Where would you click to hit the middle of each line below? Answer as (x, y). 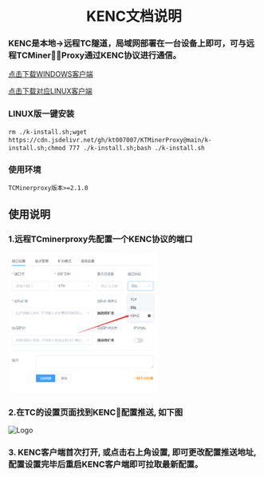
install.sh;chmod (37, 148)
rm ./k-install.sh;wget (48, 132)
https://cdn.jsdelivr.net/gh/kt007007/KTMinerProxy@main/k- (110, 140)
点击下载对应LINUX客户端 (51, 91)
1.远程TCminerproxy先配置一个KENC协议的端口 (100, 239)
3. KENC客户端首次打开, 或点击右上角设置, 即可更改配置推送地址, (132, 452)
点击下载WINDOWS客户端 (51, 74)
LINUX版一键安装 (41, 114)
